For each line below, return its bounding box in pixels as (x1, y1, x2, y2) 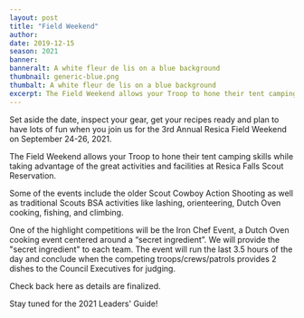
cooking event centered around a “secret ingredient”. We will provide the (9, 234, 280, 245)
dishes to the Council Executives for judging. (9, 263, 176, 274)
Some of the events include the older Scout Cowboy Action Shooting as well (9, 188, 294, 198)
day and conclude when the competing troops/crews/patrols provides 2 (9, 253, 278, 264)
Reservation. (9, 169, 57, 181)
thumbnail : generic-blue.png (9, 72, 119, 82)
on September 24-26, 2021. (9, 133, 112, 144)
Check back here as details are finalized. (9, 280, 161, 291)
